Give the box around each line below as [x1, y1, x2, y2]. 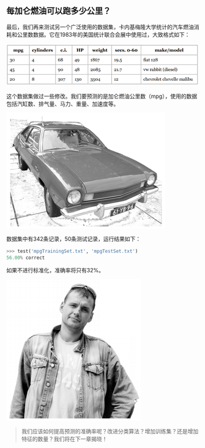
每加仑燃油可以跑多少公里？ [6, 6, 111, 17]
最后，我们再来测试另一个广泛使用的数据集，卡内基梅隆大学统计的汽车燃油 [6, 23, 194, 31]
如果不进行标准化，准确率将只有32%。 [6, 266, 104, 274]
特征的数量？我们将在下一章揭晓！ [21, 435, 108, 442]
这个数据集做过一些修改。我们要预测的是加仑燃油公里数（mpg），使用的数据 [6, 92, 198, 100]
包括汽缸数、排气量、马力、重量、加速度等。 [6, 100, 119, 107]
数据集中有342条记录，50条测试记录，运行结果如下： [6, 235, 141, 242]
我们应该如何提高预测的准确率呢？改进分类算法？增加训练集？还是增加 [21, 427, 199, 435]
